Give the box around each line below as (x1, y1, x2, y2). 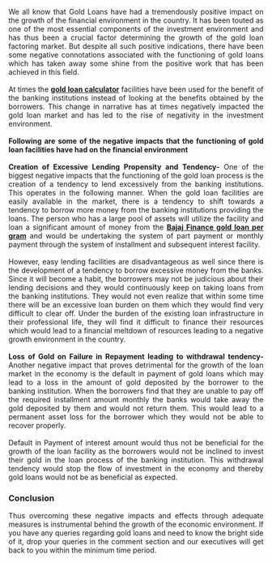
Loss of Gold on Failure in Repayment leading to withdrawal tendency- (8, 352, 264, 361)
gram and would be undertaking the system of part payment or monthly (8, 231, 264, 240)
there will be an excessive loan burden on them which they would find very (8, 300, 264, 309)
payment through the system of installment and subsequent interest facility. (8, 239, 261, 249)
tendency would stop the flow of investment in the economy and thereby (8, 464, 264, 473)
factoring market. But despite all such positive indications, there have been (8, 41, 264, 51)
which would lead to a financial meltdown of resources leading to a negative (8, 326, 264, 335)
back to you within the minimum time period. (8, 545, 157, 555)
